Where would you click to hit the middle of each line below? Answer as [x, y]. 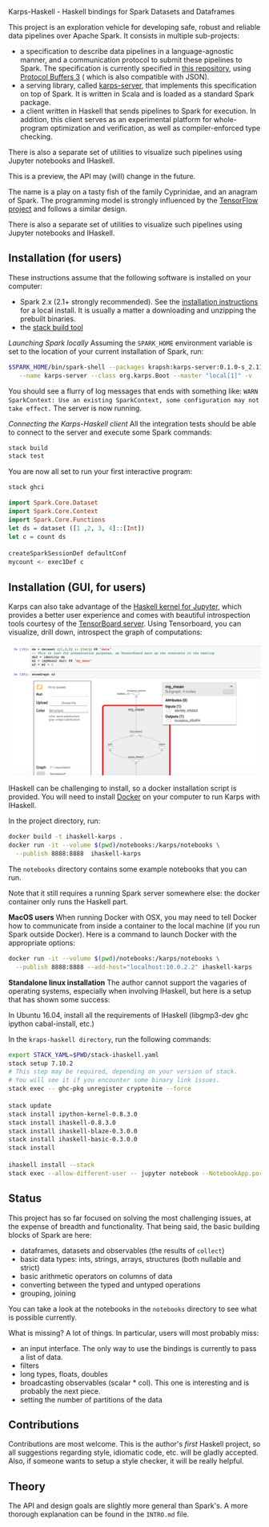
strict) [30, 1268]
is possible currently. [43, 1317]
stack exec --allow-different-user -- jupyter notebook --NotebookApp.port [137, 1173]
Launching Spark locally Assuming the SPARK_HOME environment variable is [130, 343]
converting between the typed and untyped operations [110, 1284]
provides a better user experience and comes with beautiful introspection [129, 615]
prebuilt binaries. [48, 318]
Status [25, 1199]
